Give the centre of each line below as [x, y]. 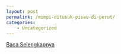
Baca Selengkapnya [31, 45]
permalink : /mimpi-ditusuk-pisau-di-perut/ [61, 17]
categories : [21, 22]
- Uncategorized [37, 28]
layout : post [22, 11]
